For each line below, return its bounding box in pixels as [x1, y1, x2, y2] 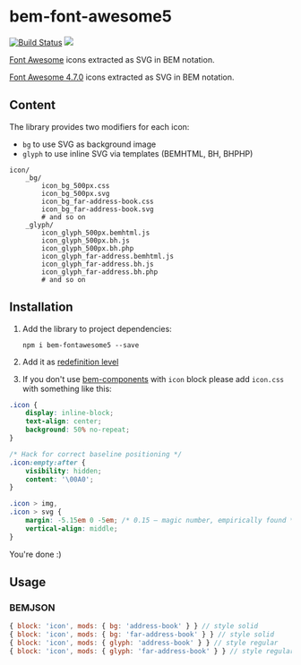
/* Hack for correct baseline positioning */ [9, 449, 182, 458]
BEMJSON [9, 601, 56, 614]
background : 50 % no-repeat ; [25, 425, 130, 435]
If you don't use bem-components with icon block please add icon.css [21, 373, 285, 384]
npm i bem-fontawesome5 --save [21, 340, 140, 350]
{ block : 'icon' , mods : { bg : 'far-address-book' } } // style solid [9, 630, 275, 639]
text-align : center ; [25, 417, 102, 426]
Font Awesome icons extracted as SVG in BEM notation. [9, 54, 215, 64]
